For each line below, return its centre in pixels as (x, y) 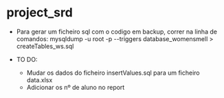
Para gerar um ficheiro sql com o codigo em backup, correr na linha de (117, 32)
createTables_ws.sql (45, 46)
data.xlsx (40, 79)
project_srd (40, 13)
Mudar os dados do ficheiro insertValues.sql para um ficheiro (113, 73)
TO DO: (27, 59)
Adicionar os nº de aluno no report (76, 87)
